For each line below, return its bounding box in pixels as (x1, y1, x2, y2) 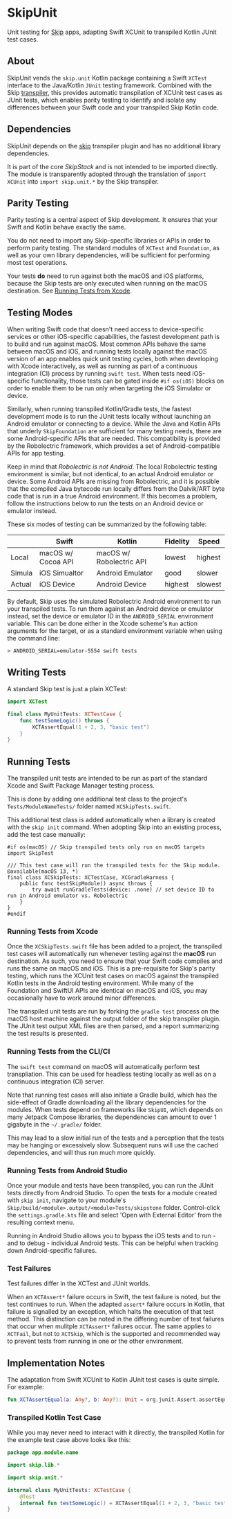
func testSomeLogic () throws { (19, 717, 110, 724)
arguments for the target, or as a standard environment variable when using (7, 627, 222, 635)
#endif (7, 910, 26, 918)
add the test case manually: (7, 831, 86, 839)
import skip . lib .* (7, 1461, 60, 1469)
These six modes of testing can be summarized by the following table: (7, 520, 207, 528)
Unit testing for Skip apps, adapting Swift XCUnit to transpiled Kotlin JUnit (7, 28, 217, 36)
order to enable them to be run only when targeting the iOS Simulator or (7, 384, 211, 392)
